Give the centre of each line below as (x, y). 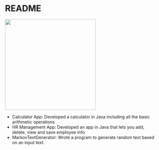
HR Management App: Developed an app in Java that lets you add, (78, 127)
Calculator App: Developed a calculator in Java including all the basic (81, 117)
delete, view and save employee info (48, 132)
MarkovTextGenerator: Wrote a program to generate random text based (83, 137)
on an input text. (28, 142)
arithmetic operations (33, 122)
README (23, 8)
